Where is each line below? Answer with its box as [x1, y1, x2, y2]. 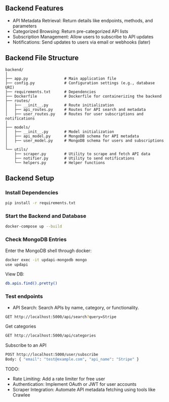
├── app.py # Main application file [5, 76, 116, 81]
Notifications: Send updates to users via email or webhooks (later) [12, 39, 151, 45]
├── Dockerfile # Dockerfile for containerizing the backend [5, 94, 162, 99]
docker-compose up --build [5, 224, 62, 229]
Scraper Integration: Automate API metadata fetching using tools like [12, 387, 156, 393]
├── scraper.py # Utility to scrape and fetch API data [14, 151, 151, 156]
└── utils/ [5, 147, 28, 152]
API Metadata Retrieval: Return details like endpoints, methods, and [12, 17, 153, 23]
